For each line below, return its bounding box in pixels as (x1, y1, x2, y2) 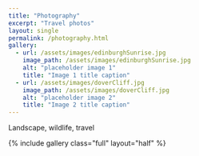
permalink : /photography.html (8, 34, 109, 42)
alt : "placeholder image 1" (22, 64, 116, 72)
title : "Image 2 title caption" (22, 101, 130, 109)
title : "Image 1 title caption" (22, 71, 130, 79)
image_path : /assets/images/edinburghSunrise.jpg (22, 57, 192, 65)
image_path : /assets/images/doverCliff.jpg (22, 86, 170, 94)
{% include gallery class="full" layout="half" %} (8, 138, 166, 148)
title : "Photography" (8, 11, 81, 20)
